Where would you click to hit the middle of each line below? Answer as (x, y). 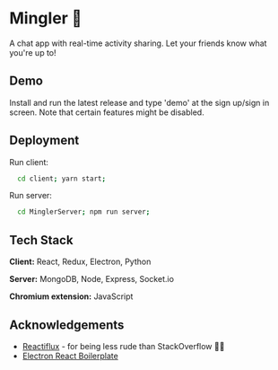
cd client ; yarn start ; (61, 179)
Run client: (29, 162)
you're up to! (33, 52)
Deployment (44, 141)
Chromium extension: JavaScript (71, 296)
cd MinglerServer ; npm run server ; (84, 212)
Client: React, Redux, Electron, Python (80, 262)
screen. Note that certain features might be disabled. (107, 112)
